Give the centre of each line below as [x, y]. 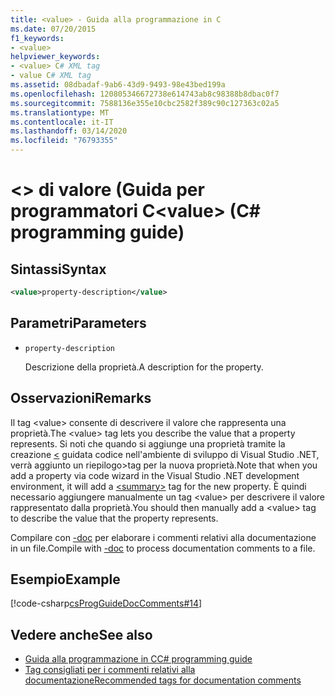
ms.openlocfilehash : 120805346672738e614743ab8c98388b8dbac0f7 [145, 94]
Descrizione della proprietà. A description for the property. [144, 367]
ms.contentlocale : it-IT [62, 122]
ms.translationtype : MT [60, 112]
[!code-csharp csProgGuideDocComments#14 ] [106, 603]
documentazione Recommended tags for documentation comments [163, 680]
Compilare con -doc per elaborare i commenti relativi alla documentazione [163, 537]
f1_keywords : [37, 38]
